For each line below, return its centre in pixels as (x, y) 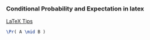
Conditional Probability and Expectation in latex (75, 9)
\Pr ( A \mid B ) (26, 32)
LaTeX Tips (20, 21)
